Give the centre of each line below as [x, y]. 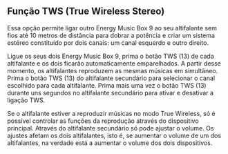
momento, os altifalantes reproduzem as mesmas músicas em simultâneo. [113, 70]
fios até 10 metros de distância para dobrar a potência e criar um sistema [111, 35]
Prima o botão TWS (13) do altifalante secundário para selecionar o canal [111, 78]
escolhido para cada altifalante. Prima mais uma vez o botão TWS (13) [107, 85]
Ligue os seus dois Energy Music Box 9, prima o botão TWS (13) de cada [111, 56]
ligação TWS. [26, 100]
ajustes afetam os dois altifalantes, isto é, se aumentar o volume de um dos [114, 135]
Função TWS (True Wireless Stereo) [86, 11]
